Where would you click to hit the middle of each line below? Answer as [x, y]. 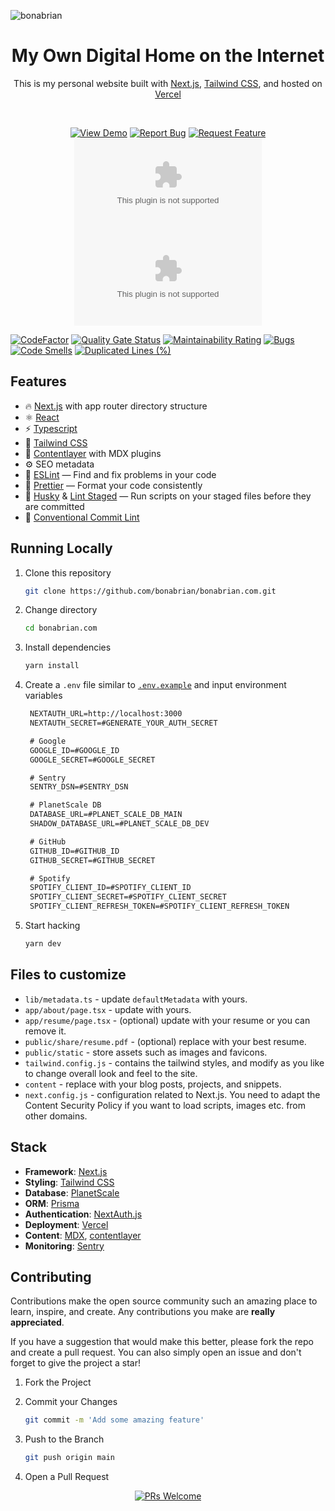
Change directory [61, 610]
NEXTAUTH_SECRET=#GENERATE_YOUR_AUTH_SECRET [123, 723]
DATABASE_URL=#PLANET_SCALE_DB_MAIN [106, 815]
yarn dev [43, 944]
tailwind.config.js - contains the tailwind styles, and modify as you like [174, 1062]
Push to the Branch [64, 1439]
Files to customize [68, 975]
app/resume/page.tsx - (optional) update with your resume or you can [167, 1020]
